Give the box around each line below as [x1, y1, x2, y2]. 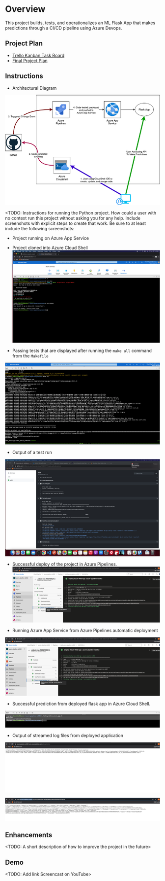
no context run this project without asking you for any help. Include [5, 215, 141, 221]
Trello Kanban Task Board [12, 52, 65, 58]
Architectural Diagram [12, 85, 57, 91]
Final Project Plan [12, 58, 48, 64]
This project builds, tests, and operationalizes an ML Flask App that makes [5, 20, 156, 26]
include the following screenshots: [5, 225, 75, 231]
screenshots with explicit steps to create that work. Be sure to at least [5, 220, 146, 226]
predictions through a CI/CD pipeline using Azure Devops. [5, 25, 122, 31]
